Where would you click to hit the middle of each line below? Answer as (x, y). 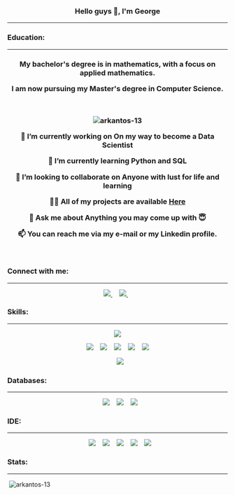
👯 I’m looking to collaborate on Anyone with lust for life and (117, 176)
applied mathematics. (117, 73)
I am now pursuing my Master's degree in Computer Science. (117, 88)
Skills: (18, 312)
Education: (26, 38)
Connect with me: (38, 271)
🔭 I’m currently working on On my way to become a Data (117, 137)
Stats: (17, 462)
